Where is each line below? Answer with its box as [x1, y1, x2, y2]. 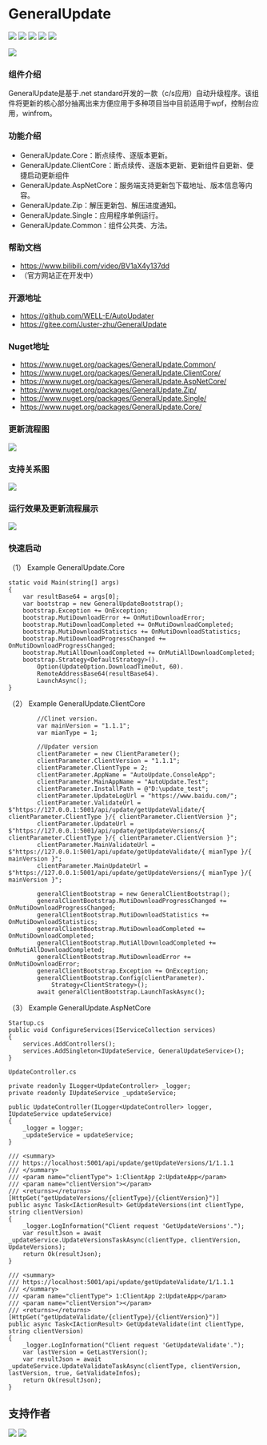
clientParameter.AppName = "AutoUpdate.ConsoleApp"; [37, 770, 217, 779]
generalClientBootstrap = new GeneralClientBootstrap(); [37, 889, 230, 897]
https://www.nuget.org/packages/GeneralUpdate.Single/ [19, 394, 207, 403]
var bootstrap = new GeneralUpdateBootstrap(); [22, 600, 184, 608]
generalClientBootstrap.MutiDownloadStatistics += [37, 910, 209, 919]
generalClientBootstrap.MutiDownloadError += [37, 953, 192, 961]
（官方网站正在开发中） [19, 270, 98, 280]
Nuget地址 [8, 341, 50, 352]
